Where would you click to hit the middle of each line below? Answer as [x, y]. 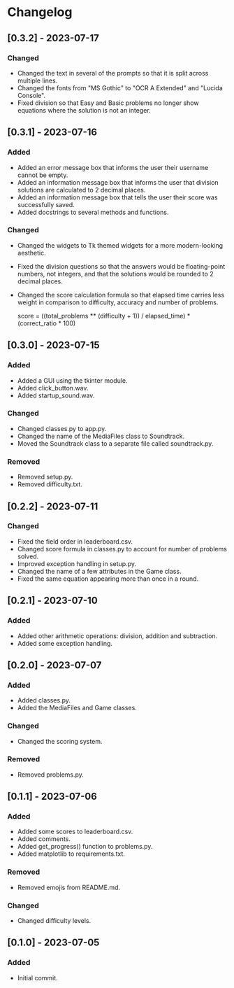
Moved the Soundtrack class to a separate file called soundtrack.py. [115, 443]
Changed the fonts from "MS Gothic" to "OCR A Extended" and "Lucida [120, 87]
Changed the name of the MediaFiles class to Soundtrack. [101, 436]
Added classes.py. [44, 700]
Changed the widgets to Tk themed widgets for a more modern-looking [120, 245]
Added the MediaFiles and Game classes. [77, 708]
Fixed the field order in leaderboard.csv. [75, 541]
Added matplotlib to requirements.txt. [71, 854]
